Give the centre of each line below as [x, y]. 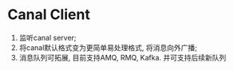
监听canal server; [48, 37]
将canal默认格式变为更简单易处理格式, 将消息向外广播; [108, 47]
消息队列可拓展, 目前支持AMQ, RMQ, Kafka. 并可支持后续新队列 [123, 57]
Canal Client [49, 15]
